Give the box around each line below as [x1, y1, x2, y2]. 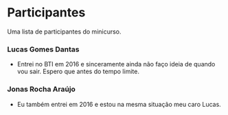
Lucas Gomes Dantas [7, 44, 80, 54]
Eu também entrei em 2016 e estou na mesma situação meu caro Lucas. [16, 100, 221, 108]
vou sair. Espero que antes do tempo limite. [16, 67, 139, 76]
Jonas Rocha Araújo [7, 84, 76, 94]
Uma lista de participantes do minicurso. [7, 27, 122, 36]
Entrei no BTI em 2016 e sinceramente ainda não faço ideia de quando [16, 60, 216, 68]
